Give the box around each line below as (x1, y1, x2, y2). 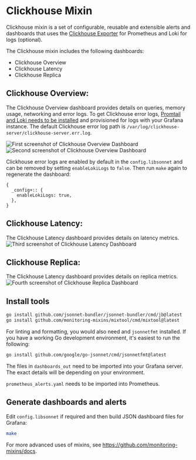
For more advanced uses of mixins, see (6, 441, 102, 448)
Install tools (6, 296, 50, 306)
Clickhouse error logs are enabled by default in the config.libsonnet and (6, 158, 183, 165)
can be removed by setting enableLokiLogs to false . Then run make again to (6, 164, 188, 171)
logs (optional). (6, 36, 43, 43)
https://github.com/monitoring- (102, 441, 178, 448)
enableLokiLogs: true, (16, 192, 72, 198)
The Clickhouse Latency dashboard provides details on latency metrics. (6, 234, 180, 241)
